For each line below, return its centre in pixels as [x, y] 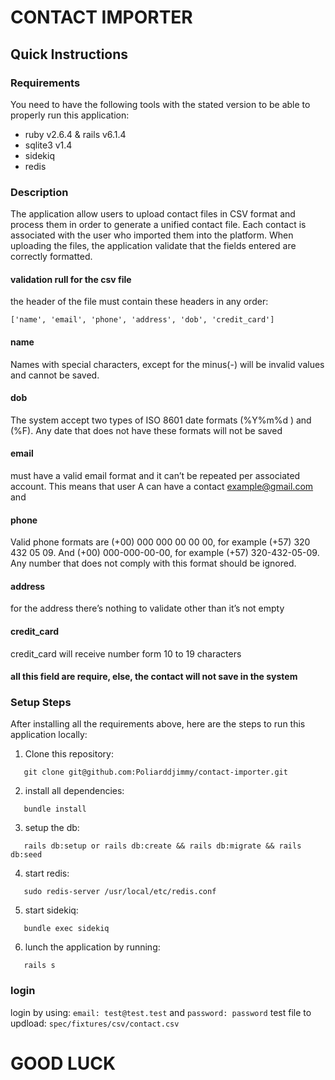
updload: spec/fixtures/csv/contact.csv [95, 1023]
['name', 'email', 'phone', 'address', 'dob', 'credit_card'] [142, 320]
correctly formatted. [51, 257]
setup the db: [52, 828]
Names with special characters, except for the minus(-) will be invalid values [167, 364]
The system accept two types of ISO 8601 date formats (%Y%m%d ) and [161, 420]
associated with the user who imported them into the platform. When [152, 235]
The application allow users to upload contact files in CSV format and [153, 214]
